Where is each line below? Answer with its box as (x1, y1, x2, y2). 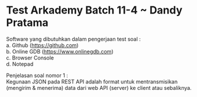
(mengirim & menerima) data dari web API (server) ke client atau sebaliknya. (6, 84, 192, 91)
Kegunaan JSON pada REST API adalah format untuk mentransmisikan (6, 78, 178, 85)
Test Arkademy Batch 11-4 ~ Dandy (6, 4, 183, 17)
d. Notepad (6, 60, 34, 68)
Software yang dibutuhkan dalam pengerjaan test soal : (6, 35, 141, 42)
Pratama (6, 16, 49, 29)
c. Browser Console (6, 54, 54, 61)
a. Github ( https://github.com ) (6, 42, 79, 49)
